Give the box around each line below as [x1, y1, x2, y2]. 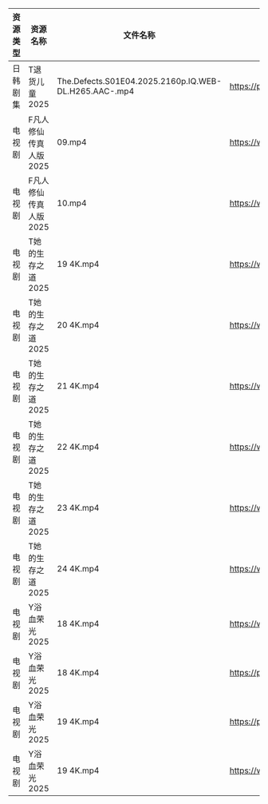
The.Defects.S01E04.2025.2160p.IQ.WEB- [57, 76, 222, 86]
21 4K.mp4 [57, 380, 100, 391]
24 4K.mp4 [57, 563, 100, 574]
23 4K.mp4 [57, 503, 100, 513]
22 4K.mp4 [57, 441, 100, 452]
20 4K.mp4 [57, 320, 100, 330]
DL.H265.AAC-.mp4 [57, 86, 135, 97]
